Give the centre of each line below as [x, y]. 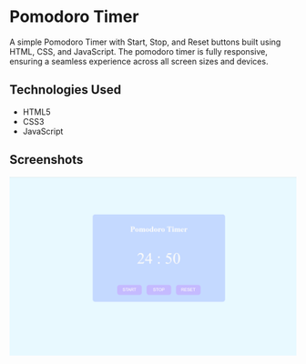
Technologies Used [65, 90]
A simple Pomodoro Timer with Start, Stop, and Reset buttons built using [145, 42]
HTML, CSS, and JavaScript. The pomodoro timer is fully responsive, [139, 51]
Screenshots [46, 160]
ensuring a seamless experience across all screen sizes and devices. [139, 61]
